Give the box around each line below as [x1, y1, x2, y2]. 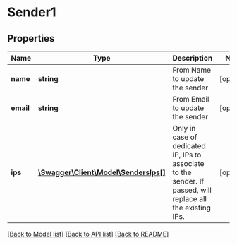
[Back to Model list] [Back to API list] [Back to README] [7, 230, 169, 238]
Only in [172, 124, 196, 133]
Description [172, 54, 213, 63]
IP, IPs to [172, 150, 202, 160]
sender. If [172, 177, 205, 186]
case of [172, 132, 197, 142]
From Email [172, 95, 209, 104]
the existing [172, 203, 212, 213]
